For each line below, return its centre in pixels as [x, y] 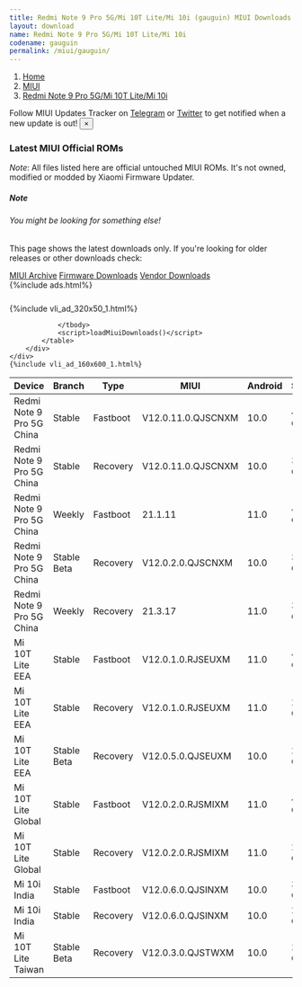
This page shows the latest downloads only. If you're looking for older [138, 249]
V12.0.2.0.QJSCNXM [188, 563]
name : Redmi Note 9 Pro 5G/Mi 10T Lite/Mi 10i [98, 34]
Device [29, 386]
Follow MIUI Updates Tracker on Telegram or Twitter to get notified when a [147, 113]
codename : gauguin [44, 43]
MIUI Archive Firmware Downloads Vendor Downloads [110, 276]
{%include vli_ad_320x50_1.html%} [73, 308]
